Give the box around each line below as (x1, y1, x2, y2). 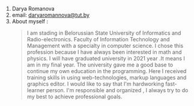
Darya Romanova (11, 5, 55, 12)
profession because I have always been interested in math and (26, 49, 182, 56)
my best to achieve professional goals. (26, 93, 123, 100)
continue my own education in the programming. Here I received (26, 68, 187, 74)
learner (26, 87, 45, 93)
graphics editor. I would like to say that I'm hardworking (26, 80, 164, 87)
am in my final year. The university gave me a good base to (26, 61, 173, 68)
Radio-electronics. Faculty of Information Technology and (26, 36, 170, 43)
